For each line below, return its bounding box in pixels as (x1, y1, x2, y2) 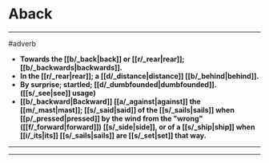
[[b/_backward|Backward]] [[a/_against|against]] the (19, 97, 202, 106)
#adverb (8, 38, 37, 48)
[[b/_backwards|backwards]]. (19, 62, 122, 72)
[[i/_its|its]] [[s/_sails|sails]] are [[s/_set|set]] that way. (19, 130, 207, 140)
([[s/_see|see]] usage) (19, 88, 96, 97)
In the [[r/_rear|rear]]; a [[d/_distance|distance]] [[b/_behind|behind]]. (19, 71, 259, 81)
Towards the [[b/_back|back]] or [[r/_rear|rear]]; (19, 54, 185, 64)
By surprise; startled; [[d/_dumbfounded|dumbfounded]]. (19, 79, 217, 89)
